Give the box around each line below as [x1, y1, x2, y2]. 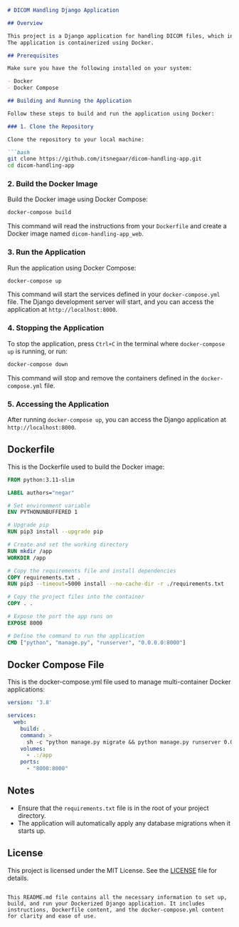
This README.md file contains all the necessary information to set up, [7, 893, 228, 901]
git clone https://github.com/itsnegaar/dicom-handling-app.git [7, 156, 202, 163]
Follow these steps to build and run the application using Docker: [7, 110, 215, 117]
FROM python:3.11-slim [7, 476, 75, 483]
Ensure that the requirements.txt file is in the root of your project [17, 804, 209, 812]
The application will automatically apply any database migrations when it [17, 819, 231, 827]
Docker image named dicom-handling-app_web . [7, 229, 144, 238]
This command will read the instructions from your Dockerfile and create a [7, 222, 228, 231]
